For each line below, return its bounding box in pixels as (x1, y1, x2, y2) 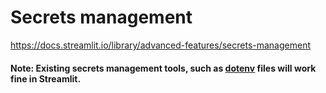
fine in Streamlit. (10, 72, 82, 85)
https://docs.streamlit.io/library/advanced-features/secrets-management (10, 39, 311, 51)
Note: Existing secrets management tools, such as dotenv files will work (10, 62, 317, 74)
